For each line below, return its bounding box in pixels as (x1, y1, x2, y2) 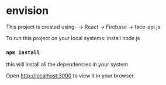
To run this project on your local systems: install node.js (6, 34, 140, 41)
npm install (6, 49, 40, 56)
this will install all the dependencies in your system (6, 61, 129, 68)
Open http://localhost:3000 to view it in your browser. (6, 72, 136, 79)
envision (6, 4, 49, 17)
